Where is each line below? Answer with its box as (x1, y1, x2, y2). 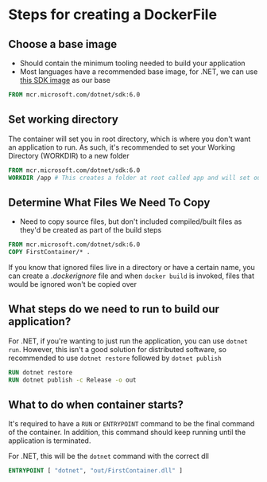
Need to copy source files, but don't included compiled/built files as (19, 217, 242, 226)
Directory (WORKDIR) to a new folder (8, 151, 130, 160)
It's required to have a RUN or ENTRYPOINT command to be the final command (8, 419, 255, 429)
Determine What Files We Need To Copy (8, 195, 211, 209)
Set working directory (8, 113, 119, 127)
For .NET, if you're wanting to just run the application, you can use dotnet (8, 336, 248, 346)
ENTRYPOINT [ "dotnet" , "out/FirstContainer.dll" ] (8, 467, 183, 475)
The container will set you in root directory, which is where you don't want (8, 134, 251, 143)
